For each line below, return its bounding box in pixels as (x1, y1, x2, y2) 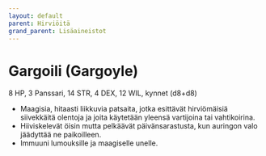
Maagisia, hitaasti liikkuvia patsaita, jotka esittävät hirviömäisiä (19, 104, 228, 114)
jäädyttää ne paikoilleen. (19, 130, 102, 140)
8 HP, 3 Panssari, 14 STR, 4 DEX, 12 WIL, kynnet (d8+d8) (8, 88, 198, 98)
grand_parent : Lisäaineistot (8, 27, 107, 35)
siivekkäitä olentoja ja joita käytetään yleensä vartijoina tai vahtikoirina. (19, 112, 255, 122)
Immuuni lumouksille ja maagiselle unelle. (19, 138, 158, 148)
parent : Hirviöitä (8, 19, 70, 27)
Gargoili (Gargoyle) (8, 61, 139, 80)
